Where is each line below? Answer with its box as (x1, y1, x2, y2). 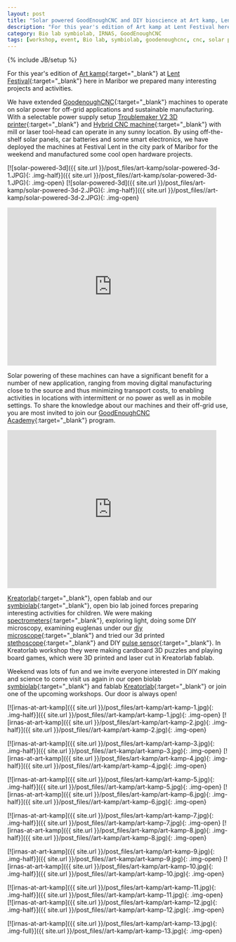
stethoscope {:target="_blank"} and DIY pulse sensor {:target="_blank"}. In (7, 639, 221, 647)
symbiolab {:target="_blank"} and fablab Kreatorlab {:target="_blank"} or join (7, 682, 227, 691)
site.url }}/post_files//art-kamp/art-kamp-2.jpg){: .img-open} (32, 726, 207, 734)
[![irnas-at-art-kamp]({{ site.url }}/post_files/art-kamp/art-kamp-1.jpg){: (7, 703, 214, 712)
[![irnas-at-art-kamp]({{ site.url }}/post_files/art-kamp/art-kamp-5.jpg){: (7, 776, 215, 784)
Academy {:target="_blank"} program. (7, 416, 116, 425)
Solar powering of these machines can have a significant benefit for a (7, 372, 209, 380)
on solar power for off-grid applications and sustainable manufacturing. (7, 105, 214, 114)
